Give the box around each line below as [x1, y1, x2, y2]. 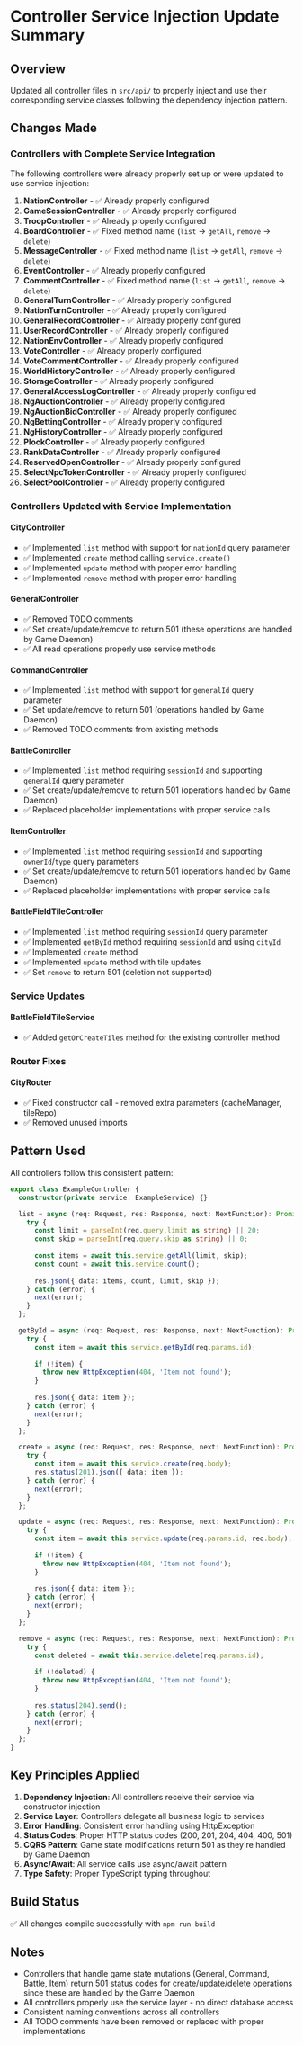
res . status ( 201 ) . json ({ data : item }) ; [33, 1468, 183, 1477]
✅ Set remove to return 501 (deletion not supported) [22, 966, 213, 977]
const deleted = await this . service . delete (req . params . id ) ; [33, 1651, 264, 1660]
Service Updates [10, 990, 85, 1002]
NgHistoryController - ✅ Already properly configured [22, 426, 223, 437]
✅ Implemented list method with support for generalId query [22, 685, 254, 695]
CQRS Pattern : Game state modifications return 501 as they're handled [22, 1839, 286, 1850]
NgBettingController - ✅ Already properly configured [22, 416, 223, 426]
